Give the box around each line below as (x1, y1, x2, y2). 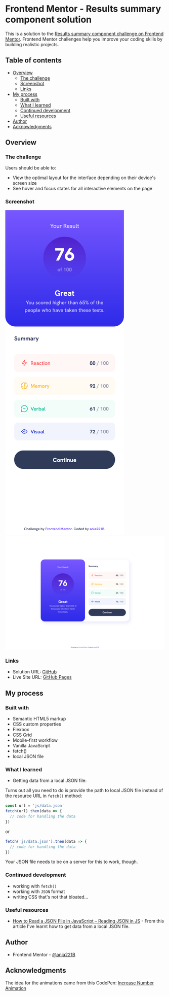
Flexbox (12, 727, 29, 733)
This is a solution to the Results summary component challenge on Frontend (5, 30, 164, 37)
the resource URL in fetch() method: (5, 793, 82, 799)
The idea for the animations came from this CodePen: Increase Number (5, 980, 154, 986)
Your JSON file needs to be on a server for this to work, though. (5, 858, 138, 865)
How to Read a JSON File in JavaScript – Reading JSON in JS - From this (12, 918, 164, 924)
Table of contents (5, 56, 62, 65)
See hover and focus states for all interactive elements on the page (12, 186, 153, 192)
